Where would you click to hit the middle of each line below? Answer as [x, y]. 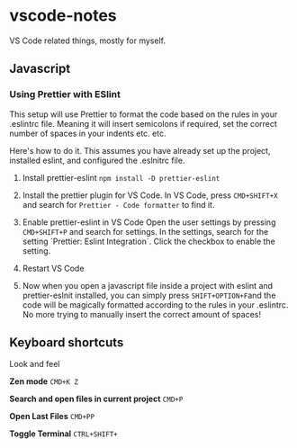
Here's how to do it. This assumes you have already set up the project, [140, 150]
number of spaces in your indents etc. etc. [88, 133]
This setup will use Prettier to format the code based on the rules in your [144, 114]
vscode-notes [63, 16]
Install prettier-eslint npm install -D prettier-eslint [121, 177]
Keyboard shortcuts [67, 343]
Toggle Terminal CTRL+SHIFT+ [64, 434]
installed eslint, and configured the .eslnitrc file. [97, 160]
